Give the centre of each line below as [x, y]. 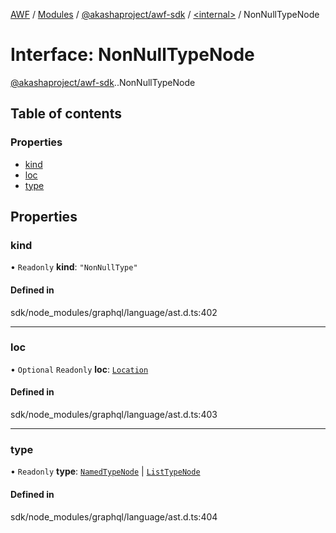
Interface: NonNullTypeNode [132, 55]
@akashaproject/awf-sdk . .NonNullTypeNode [103, 82]
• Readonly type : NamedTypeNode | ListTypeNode [105, 471]
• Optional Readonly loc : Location [79, 369]
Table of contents [66, 114]
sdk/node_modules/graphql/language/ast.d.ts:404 [114, 516]
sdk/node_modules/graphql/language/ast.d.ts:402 [114, 312]
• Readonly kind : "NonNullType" [74, 267]
